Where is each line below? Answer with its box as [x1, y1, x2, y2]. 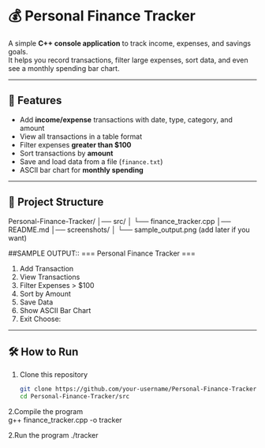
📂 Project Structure [8, 196, 104, 209]
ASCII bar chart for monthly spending [19, 165, 144, 174]
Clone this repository [19, 370, 88, 379]
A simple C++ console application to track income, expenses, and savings [8, 38, 251, 48]
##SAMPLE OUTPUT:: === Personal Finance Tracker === [8, 248, 196, 258]
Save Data [19, 297, 54, 307]
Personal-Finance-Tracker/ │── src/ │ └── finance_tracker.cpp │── [8, 216, 231, 226]
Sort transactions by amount [19, 148, 114, 158]
